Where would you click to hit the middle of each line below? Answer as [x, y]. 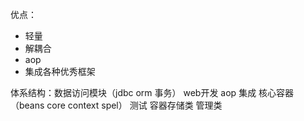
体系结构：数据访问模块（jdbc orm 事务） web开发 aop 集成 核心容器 [152, 92]
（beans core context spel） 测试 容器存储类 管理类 [116, 105]
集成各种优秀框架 [60, 71]
